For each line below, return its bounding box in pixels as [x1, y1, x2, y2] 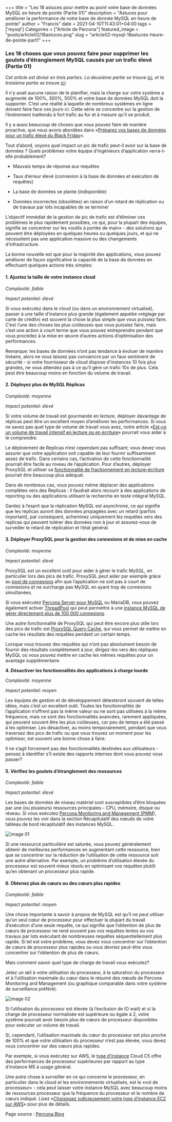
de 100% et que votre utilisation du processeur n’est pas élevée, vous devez [5, 1037, 166, 1044]
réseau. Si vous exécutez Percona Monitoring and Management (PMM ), [5, 810, 157, 816]
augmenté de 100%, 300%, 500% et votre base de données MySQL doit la [5, 95, 163, 102]
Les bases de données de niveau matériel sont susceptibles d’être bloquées [5, 800, 166, 806]
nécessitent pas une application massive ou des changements [5, 236, 137, 242]
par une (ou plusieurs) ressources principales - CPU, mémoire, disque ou [5, 805, 160, 811]
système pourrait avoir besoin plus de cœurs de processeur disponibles [5, 1017, 158, 1023]
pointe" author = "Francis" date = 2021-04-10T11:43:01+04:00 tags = [5, 21, 151, 27]
